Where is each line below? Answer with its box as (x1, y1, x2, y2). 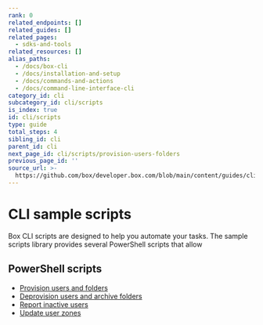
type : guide (8, 121, 47, 128)
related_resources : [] (8, 48, 82, 56)
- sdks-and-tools (15, 41, 72, 49)
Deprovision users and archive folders (19, 291, 142, 301)
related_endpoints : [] (8, 19, 82, 27)
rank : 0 (8, 11, 34, 20)
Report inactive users (19, 299, 88, 309)
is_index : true (8, 107, 58, 114)
